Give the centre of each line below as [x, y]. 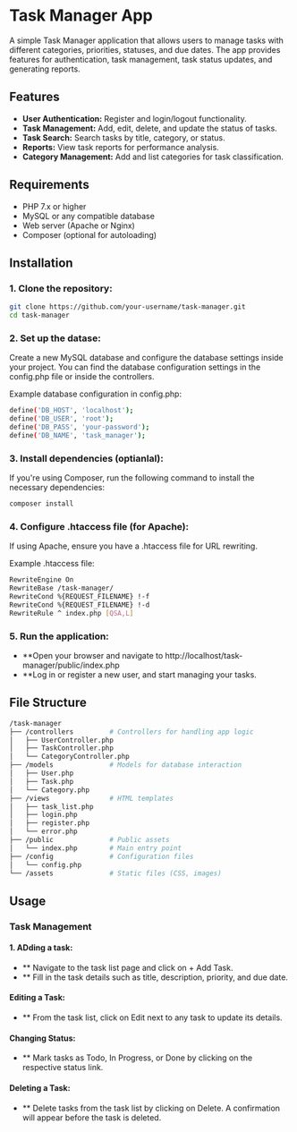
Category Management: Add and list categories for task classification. [153, 157]
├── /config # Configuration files [102, 856]
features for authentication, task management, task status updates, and [141, 59]
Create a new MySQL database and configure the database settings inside [146, 358]
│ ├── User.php [42, 773]
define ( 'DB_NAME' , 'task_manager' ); [77, 435]
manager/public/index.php [71, 665]
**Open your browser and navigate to [93, 655]
